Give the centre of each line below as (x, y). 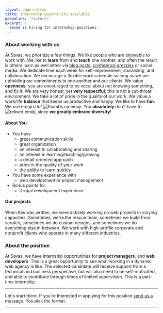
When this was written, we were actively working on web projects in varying (81, 212)
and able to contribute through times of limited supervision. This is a (73, 277)
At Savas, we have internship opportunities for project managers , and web (80, 256)
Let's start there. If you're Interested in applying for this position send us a (79, 296)
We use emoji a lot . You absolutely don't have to (73, 107)
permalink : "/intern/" (28, 18)
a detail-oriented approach (46, 159)
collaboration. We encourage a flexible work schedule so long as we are (77, 76)
